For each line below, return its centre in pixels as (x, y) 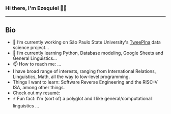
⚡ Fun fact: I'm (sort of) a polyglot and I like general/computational (82, 99)
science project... (31, 48)
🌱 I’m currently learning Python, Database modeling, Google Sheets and (88, 53)
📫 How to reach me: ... (37, 64)
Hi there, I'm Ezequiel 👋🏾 (36, 8)
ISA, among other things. (39, 88)
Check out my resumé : (36, 93)
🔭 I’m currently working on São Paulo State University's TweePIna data (87, 42)
